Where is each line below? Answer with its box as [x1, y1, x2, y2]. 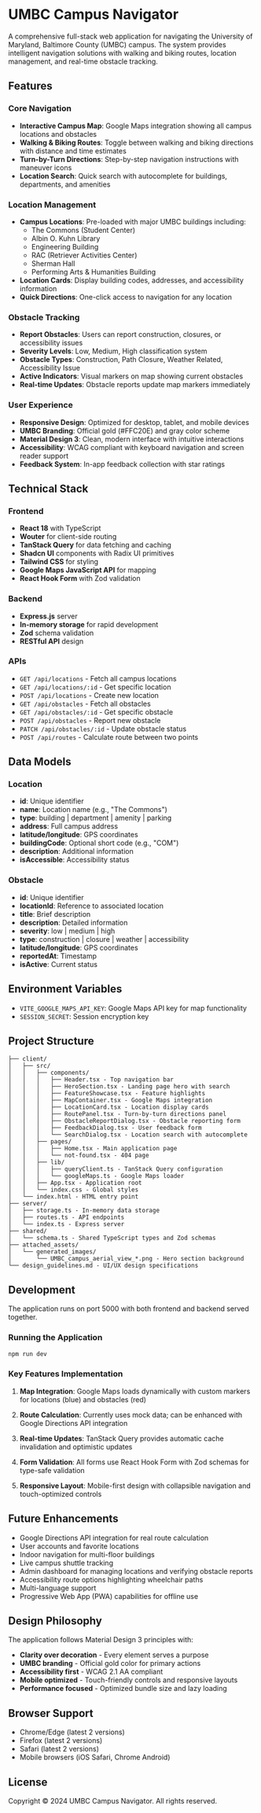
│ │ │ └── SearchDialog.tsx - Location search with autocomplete [8, 1131, 248, 1139]
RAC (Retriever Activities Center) [31, 250, 138, 260]
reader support [19, 451, 69, 460]
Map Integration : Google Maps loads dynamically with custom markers [19, 1387, 251, 1396]
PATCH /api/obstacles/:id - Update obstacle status [19, 724, 187, 733]
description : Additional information [19, 847, 134, 856]
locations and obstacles [19, 129, 97, 138]
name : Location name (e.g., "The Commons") [19, 805, 167, 814]
